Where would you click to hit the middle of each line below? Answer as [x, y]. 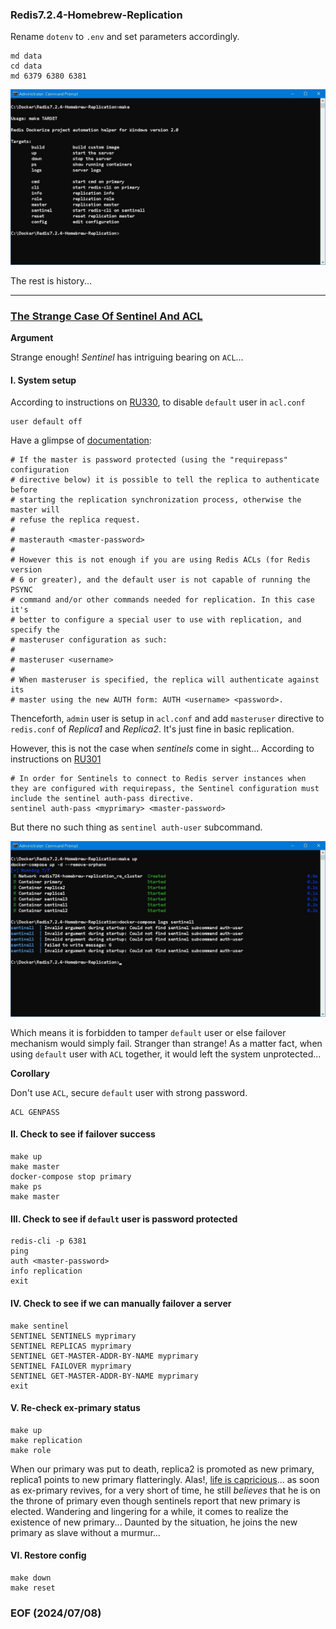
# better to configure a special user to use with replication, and [156, 620]
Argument [32, 338]
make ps [26, 1187]
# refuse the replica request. [75, 520]
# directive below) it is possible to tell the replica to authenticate [165, 480]
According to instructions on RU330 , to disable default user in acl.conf [158, 402]
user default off [46, 422]
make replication [46, 1440]
